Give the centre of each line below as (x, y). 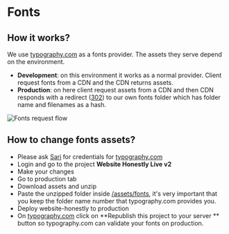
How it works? (39, 38)
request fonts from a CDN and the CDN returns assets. (95, 83)
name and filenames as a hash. (61, 105)
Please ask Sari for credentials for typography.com (90, 156)
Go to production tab (47, 178)
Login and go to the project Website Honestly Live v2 (94, 164)
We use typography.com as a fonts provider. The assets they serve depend (114, 54)
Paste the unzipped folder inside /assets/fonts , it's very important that (117, 193)
